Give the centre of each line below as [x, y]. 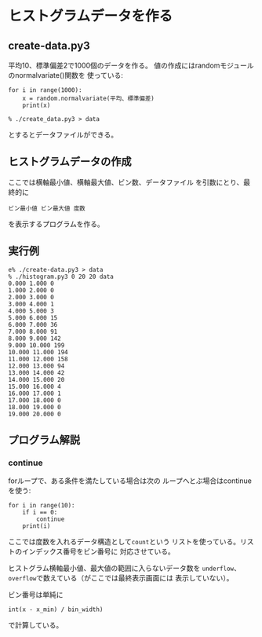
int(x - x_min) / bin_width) [56, 610]
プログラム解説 [44, 440]
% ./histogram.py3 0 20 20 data [61, 276]
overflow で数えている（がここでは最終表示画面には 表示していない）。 [121, 578]
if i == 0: [40, 513]
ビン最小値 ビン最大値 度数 [47, 208]
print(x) [36, 105]
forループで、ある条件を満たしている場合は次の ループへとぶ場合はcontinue [130, 481]
